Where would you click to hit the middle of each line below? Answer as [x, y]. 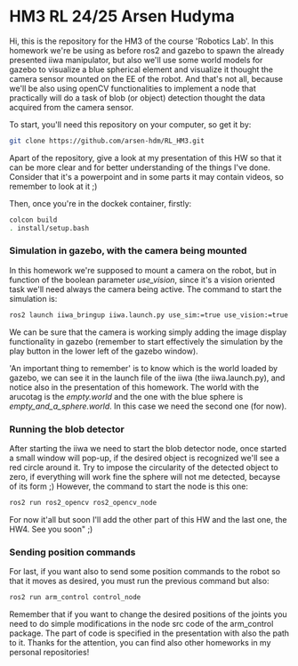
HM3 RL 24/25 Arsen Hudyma [122, 16]
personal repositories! [49, 653]
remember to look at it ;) [53, 186]
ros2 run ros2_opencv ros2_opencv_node [83, 503]
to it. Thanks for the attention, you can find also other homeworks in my [140, 643]
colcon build [33, 220]
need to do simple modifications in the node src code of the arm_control [141, 624]
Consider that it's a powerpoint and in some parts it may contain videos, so [147, 176]
